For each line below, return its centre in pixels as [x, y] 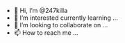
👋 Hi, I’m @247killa [41, 11]
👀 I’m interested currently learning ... [66, 18]
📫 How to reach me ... [46, 33]
